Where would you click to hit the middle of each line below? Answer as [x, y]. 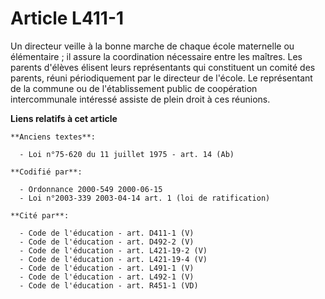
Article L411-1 [67, 18]
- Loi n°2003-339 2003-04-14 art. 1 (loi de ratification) [145, 198]
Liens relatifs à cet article [64, 118]
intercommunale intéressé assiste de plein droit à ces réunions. [140, 99]
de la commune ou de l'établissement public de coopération [134, 88]
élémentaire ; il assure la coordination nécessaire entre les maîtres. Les [156, 56]
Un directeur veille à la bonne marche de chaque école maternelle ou [152, 46]
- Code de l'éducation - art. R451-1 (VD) [109, 285]
